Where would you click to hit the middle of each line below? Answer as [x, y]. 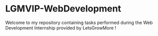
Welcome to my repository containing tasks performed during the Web [79, 22]
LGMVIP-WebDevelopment [63, 9]
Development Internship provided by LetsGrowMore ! [61, 27]
